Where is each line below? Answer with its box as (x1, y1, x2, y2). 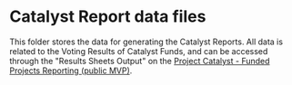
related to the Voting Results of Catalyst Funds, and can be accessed (9, 45, 268, 56)
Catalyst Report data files (9, 6, 206, 27)
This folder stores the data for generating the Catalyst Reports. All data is (9, 36, 284, 47)
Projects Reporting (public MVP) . (9, 65, 133, 76)
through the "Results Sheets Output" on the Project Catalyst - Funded (9, 55, 270, 66)
